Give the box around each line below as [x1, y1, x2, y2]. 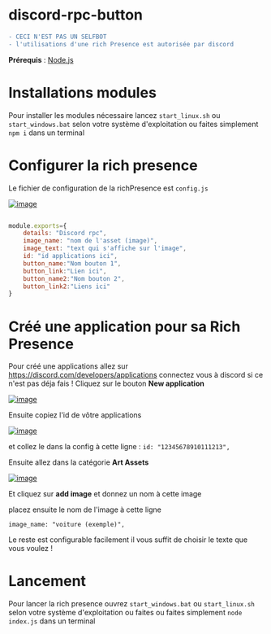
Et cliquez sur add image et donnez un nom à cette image [8, 489, 202, 499]
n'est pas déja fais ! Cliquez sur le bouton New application [8, 378, 204, 388]
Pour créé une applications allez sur [8, 361, 128, 371]
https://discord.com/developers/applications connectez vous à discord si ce [8, 370, 264, 380]
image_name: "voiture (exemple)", [8, 521, 126, 529]
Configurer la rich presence [8, 156, 198, 174]
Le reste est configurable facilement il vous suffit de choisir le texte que [8, 535, 248, 544]
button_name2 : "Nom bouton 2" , [23, 274, 126, 282]
